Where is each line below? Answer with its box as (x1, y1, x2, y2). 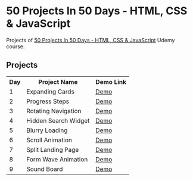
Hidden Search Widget (26, 116, 90, 124)
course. (6, 43, 25, 50)
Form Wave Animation (26, 155, 88, 163)
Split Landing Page (26, 145, 79, 154)
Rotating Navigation (26, 107, 82, 115)
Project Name (38, 77, 78, 86)
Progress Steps (26, 97, 70, 105)
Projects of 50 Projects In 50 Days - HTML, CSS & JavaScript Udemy (6, 36, 175, 43)
